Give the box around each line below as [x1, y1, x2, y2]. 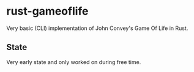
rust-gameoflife [6, 4, 89, 18]
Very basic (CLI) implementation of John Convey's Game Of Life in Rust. [6, 24, 188, 32]
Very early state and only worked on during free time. [6, 58, 141, 65]
